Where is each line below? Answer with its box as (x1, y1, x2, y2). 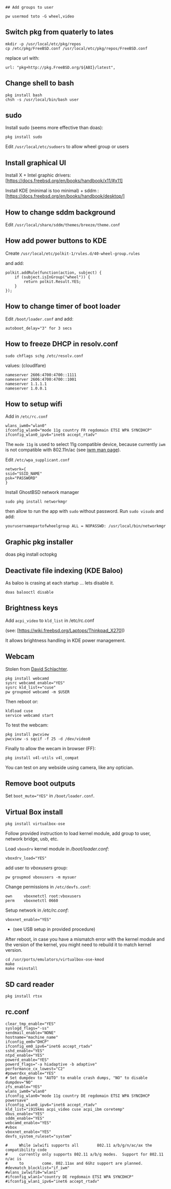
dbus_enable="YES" (5, 1111, 45, 1116)
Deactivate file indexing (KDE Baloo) (5, 566, 123, 575)
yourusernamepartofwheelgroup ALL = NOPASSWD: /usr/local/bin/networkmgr (5, 524, 166, 529)
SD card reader (5, 980, 55, 989)
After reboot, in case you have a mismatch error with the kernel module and (5, 936, 165, 943)
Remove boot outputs (5, 779, 76, 788)
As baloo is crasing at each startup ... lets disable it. (5, 579, 114, 586)
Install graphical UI (5, 158, 67, 167)
